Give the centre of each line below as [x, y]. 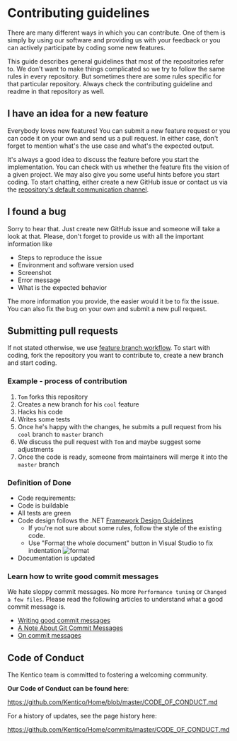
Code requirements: [47, 498]
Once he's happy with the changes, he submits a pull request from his [119, 426]
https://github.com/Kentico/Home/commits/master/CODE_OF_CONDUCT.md [118, 730]
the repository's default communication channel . [78, 189]
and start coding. [32, 363]
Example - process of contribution [67, 381]
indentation [45, 550]
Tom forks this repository [53, 397]
